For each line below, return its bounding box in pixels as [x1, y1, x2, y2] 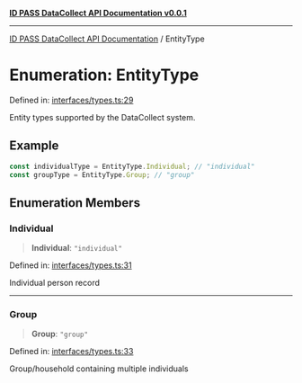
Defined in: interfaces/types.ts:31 [9, 260, 132, 271]
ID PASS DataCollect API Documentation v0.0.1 [9, 8, 187, 18]
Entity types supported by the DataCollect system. [9, 111, 196, 122]
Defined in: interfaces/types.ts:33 [9, 346, 134, 357]
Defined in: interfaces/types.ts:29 [9, 94, 134, 105]
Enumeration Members [9, 195, 141, 210]
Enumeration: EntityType [9, 65, 200, 85]
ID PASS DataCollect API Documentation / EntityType [9, 33, 205, 44]
